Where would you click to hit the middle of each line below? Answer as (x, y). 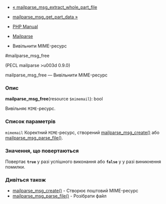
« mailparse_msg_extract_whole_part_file (55, 7)
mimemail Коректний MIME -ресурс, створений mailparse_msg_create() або (82, 132)
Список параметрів (30, 121)
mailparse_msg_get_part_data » (45, 17)
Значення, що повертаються (42, 150)
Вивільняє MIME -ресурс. (30, 108)
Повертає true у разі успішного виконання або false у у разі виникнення (83, 161)
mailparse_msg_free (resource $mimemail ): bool (54, 99)
